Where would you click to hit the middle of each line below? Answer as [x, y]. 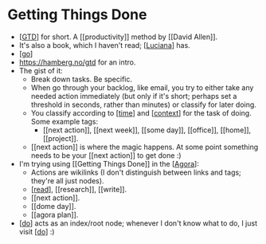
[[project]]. [61, 138]
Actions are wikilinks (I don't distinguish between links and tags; [136, 172]
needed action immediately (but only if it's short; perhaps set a [134, 96]
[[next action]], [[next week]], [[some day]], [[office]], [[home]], [147, 130]
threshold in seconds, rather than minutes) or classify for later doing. [143, 104]
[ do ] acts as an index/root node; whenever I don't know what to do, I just [138, 223]
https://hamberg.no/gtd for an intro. [77, 62]
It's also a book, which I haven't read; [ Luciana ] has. [104, 45]
